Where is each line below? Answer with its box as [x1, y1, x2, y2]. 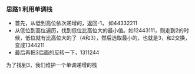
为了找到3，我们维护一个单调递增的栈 [6, 62, 97, 69]
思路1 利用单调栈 [6, 5, 53, 13]
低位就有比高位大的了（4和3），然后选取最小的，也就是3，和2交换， [25, 34, 190, 42]
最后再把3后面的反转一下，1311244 [14, 49, 100, 56]
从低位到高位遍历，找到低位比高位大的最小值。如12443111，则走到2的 [14, 27, 184, 34]
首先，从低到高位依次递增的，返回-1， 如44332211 [14, 19, 137, 27]
